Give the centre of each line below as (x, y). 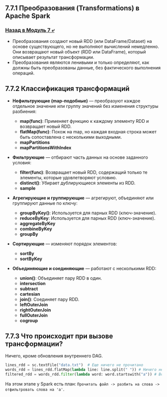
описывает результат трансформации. (53, 57)
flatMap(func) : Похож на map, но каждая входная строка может (88, 131)
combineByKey (36, 229)
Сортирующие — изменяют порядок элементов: (65, 244)
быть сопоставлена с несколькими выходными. (71, 137)
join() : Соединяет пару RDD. (49, 299)
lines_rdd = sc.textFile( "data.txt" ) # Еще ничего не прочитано (74, 365)
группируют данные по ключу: (45, 203)
